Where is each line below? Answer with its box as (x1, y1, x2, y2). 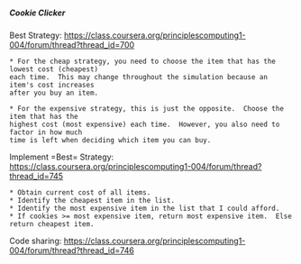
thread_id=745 (9, 170, 64, 181)
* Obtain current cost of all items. (9, 187, 151, 197)
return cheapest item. (9, 219, 95, 229)
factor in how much (9, 127, 83, 137)
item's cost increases (9, 80, 95, 89)
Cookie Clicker (9, 7, 66, 18)
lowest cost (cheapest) (9, 64, 99, 74)
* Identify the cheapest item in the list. (9, 196, 176, 205)
